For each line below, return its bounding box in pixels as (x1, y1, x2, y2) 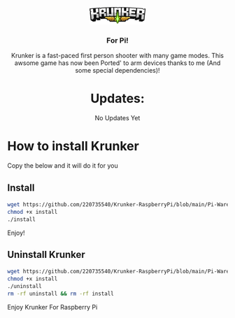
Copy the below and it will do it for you (7, 161, 118, 170)
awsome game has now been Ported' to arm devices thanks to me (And (14, 59, 221, 67)
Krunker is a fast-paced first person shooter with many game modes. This (10, 52, 224, 60)
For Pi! (106, 35, 129, 45)
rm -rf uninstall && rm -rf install (7, 290, 114, 298)
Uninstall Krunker (7, 249, 85, 261)
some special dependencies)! (75, 66, 160, 75)
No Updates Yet (94, 114, 141, 122)
